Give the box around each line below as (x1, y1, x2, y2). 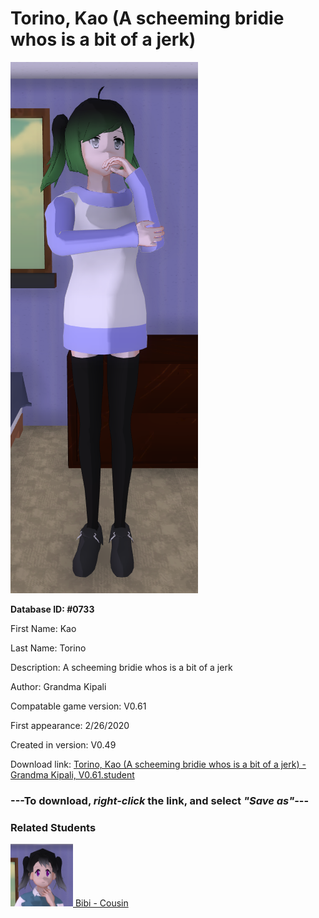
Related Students (10, 820, 97, 834)
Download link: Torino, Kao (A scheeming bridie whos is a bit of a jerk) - (10, 758, 307, 770)
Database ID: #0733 (10, 603, 95, 615)
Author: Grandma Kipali (10, 680, 107, 692)
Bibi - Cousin (74, 897, 129, 909)
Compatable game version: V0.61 (10, 700, 147, 712)
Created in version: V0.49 (10, 738, 117, 751)
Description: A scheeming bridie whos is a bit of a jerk (10, 661, 233, 673)
